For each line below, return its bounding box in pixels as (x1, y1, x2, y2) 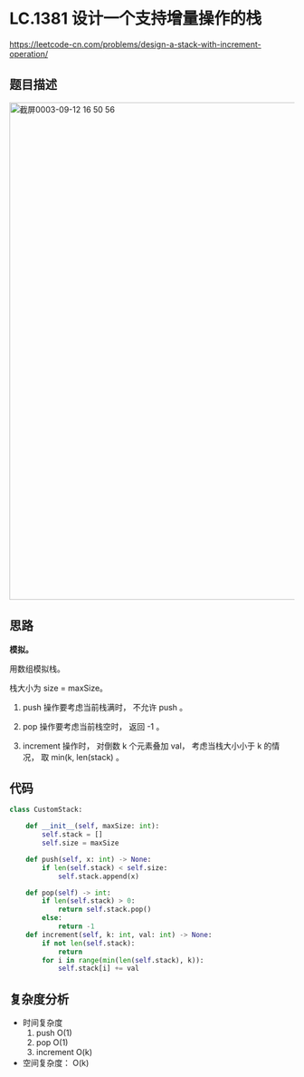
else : (42, 914, 63, 923)
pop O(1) (35, 1037, 69, 1048)
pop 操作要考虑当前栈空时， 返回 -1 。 (22, 720, 165, 731)
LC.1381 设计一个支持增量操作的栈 (9, 8, 262, 29)
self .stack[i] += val (57, 964, 140, 974)
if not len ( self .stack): (42, 938, 136, 948)
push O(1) (35, 1027, 72, 1039)
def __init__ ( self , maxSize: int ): (25, 822, 160, 831)
